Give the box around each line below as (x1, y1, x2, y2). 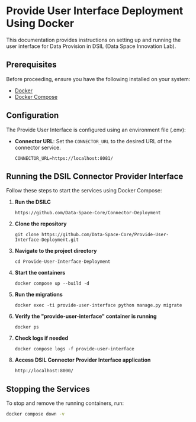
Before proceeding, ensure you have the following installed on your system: (6, 75, 191, 82)
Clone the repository (14, 220, 67, 227)
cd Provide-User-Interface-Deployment (14, 259, 111, 265)
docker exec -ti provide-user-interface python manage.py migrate (14, 302, 182, 308)
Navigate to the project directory (14, 247, 97, 255)
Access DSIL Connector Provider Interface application (14, 356, 151, 363)
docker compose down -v (6, 411, 65, 417)
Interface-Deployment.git (14, 237, 79, 243)
